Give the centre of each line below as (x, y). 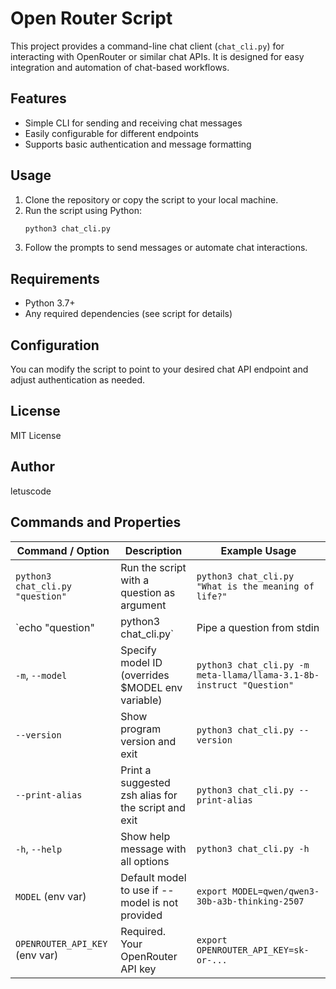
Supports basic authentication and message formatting (138, 144)
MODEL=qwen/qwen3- (275, 891)
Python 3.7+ (50, 303)
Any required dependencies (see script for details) (128, 314)
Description (153, 550)
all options (145, 861)
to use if (139, 890)
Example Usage (258, 550)
